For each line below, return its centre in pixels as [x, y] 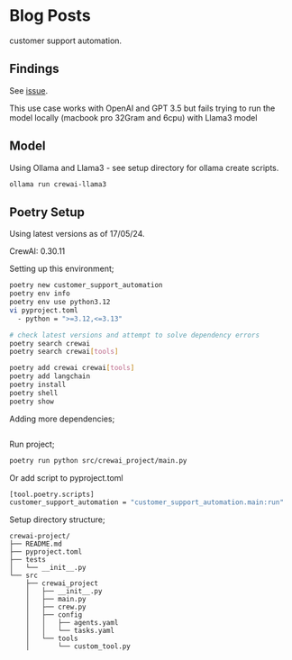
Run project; [32, 444]
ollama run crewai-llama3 [58, 184]
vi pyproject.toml [44, 310]
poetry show [32, 402]
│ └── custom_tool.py [78, 646]
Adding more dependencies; [62, 419]
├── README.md [36, 544]
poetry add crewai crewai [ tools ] [72, 368]
